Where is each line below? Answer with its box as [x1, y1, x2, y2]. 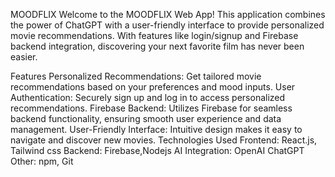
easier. [10, 51, 38, 63]
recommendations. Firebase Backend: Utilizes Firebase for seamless [10, 102, 293, 114]
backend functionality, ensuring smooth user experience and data [10, 113, 282, 124]
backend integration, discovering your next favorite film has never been [10, 40, 305, 52]
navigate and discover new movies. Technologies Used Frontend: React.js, [10, 134, 318, 146]
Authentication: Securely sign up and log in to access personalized [10, 92, 286, 103]
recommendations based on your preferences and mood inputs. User [10, 81, 296, 93]
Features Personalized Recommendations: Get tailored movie [10, 70, 262, 82]
